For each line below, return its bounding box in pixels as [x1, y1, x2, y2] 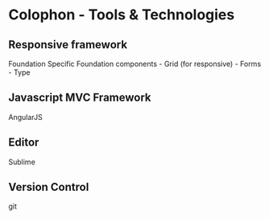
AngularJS [8, 112, 43, 122]
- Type [8, 68, 31, 77]
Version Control [8, 180, 89, 194]
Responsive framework [8, 38, 127, 52]
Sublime [8, 157, 36, 167]
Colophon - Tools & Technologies [8, 6, 235, 24]
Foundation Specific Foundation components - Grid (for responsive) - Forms [8, 59, 262, 68]
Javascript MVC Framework [8, 91, 151, 105]
